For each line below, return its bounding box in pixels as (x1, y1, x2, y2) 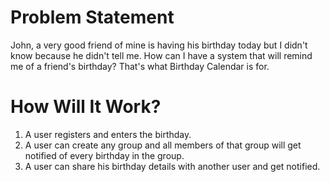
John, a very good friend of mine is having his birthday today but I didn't (10, 39, 308, 51)
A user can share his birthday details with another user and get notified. (24, 160, 321, 172)
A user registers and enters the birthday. (24, 128, 192, 140)
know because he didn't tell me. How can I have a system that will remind (10, 49, 313, 61)
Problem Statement (10, 6, 175, 29)
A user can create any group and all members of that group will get (24, 139, 302, 151)
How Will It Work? (10, 96, 162, 118)
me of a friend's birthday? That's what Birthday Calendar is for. (10, 60, 270, 72)
